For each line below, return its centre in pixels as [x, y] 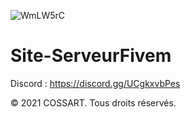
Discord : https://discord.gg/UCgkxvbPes [95, 83]
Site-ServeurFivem [91, 56]
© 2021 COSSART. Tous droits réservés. [93, 102]
